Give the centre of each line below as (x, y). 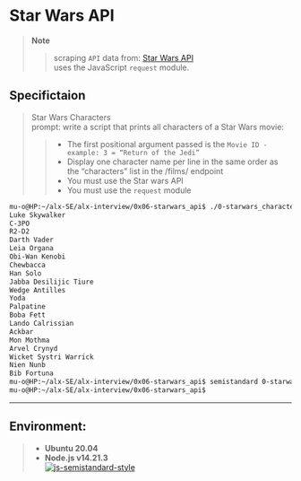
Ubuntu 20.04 (71, 448)
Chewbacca (28, 265)
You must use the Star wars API (125, 180)
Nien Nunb (28, 365)
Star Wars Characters (71, 117)
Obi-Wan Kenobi (38, 257)
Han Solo (26, 273)
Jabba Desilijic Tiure (52, 282)
